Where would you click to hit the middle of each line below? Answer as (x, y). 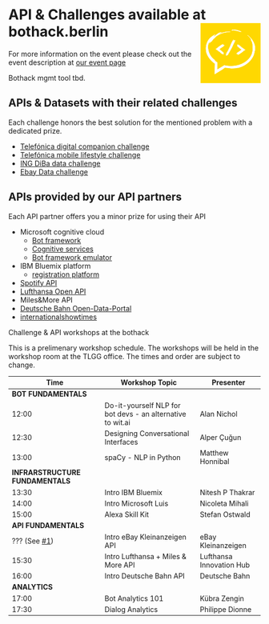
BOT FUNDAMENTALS (49, 394)
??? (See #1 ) (33, 541)
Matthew (215, 453)
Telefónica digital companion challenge (84, 146)
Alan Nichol (219, 414)
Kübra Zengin (222, 598)
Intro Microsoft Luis (137, 503)
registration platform (66, 274)
